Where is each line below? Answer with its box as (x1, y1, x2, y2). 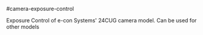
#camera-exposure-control (6, 5, 74, 12)
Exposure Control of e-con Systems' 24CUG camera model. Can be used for (6, 17, 197, 24)
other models (6, 24, 39, 30)
